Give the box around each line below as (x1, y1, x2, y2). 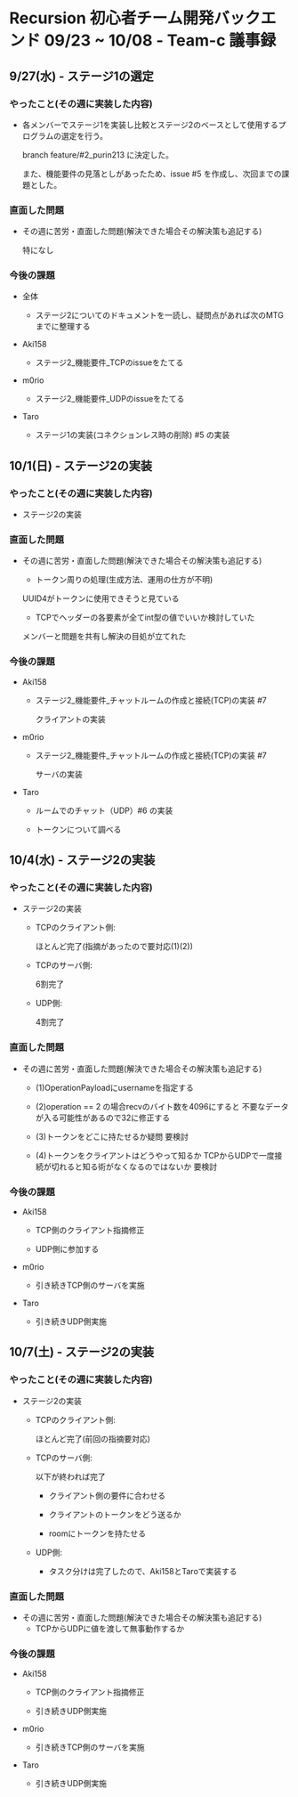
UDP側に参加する (35, 1244, 100, 1255)
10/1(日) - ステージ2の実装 (9, 458, 153, 473)
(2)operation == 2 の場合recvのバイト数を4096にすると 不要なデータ (35, 1101, 289, 1111)
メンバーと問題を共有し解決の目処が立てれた (21, 631, 187, 642)
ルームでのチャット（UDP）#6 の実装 (35, 805, 173, 816)
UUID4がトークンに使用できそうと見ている (21, 593, 180, 604)
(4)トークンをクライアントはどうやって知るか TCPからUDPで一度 (35, 1150, 275, 1160)
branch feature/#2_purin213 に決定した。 (21, 149, 174, 160)
